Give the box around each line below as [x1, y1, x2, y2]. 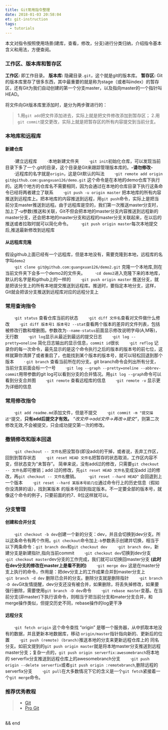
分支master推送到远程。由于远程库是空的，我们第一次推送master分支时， [9, 202, 161, 208]
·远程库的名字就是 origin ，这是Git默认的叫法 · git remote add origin [14, 171, 163, 177]
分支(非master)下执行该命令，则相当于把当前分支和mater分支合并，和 [9, 593, 153, 599]
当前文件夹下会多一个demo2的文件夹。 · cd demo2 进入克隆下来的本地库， [5, 270, 163, 276]
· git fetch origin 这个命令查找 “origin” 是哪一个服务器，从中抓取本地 [14, 624, 158, 630]
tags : [5, 21, 16, 27]
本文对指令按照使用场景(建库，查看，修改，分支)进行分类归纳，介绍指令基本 [5, 41, 162, 47]
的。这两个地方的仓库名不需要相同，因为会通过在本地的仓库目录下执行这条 [5, 183, 158, 189]
